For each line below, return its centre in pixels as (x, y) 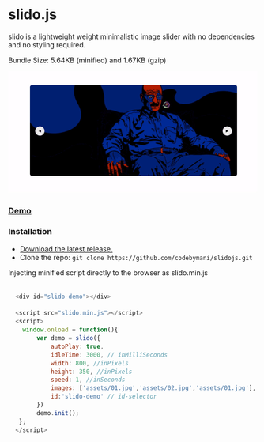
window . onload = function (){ (70, 330)
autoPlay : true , (77, 346)
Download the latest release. (66, 249)
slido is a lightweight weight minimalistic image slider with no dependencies (132, 36)
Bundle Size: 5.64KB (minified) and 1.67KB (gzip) (87, 60)
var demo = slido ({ (69, 338)
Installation (30, 232)
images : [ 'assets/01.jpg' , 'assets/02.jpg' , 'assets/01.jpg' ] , (153, 388)
